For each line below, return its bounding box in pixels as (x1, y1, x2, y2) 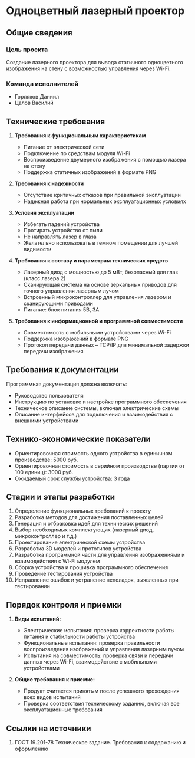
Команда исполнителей (6, 80, 78, 88)
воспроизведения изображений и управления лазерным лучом (23, 646, 184, 653)
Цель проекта (6, 45, 48, 54)
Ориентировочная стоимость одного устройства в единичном (14, 449, 173, 457)
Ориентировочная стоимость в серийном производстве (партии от (14, 462, 185, 470)
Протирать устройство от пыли (23, 227, 103, 234)
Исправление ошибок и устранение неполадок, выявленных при (14, 576, 179, 583)
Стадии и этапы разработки (6, 492, 115, 502)
